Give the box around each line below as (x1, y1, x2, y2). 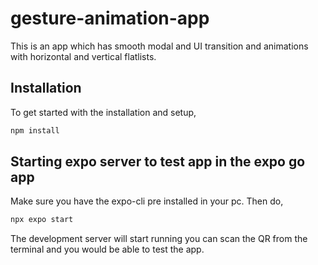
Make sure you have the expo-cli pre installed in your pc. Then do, (10, 195, 284, 207)
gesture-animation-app (10, 7, 210, 30)
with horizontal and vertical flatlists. (10, 50, 157, 62)
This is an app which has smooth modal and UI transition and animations (10, 40, 309, 52)
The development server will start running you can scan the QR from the (10, 233, 308, 245)
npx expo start (10, 215, 74, 225)
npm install (10, 125, 60, 136)
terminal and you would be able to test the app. (10, 243, 205, 256)
